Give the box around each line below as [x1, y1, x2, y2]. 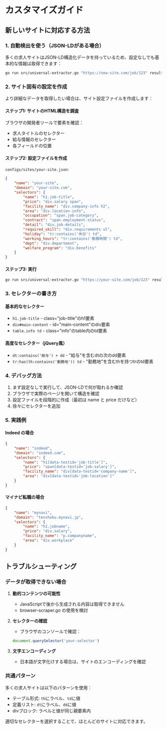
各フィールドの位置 [12, 143, 52, 149]
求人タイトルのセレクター [12, 130, 65, 136]
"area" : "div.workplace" [23, 538, 75, 543]
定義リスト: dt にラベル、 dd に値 [12, 701, 77, 707]
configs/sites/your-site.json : [5, 166, 69, 172]
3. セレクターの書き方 [5, 290, 57, 297]
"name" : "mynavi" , [14, 510, 52, 515]
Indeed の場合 [5, 430, 34, 436]
